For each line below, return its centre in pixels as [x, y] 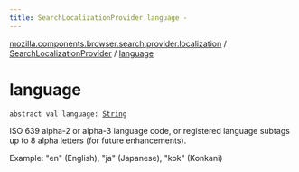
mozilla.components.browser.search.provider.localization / [118, 43]
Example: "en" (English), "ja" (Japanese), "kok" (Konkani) [116, 158]
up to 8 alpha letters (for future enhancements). [98, 140]
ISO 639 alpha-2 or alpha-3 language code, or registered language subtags [150, 130]
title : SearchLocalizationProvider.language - [98, 18]
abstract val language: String [68, 114]
